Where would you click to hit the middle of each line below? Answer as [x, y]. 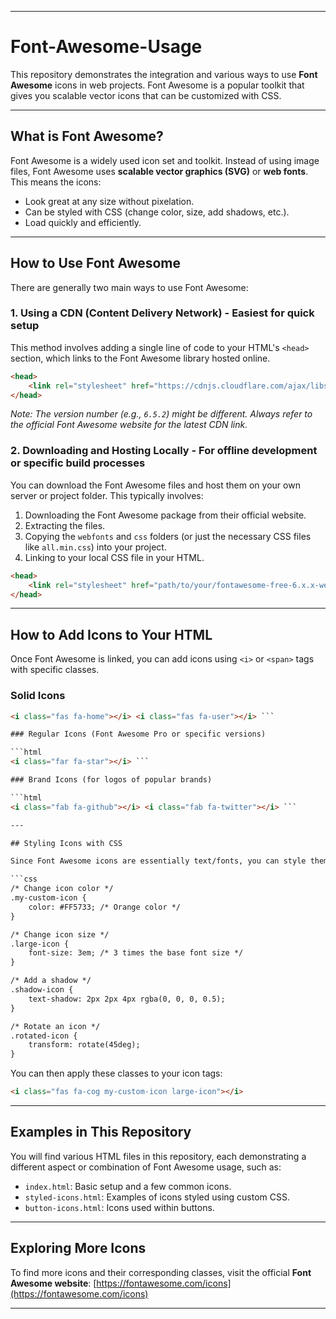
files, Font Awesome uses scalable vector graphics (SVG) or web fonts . [159, 171]
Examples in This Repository [101, 1132]
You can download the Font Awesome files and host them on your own [155, 485]
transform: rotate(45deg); [84, 1045]
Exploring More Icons [78, 1248]
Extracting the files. [65, 525]
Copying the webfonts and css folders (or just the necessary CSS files [168, 536]
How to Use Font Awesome [96, 263]
